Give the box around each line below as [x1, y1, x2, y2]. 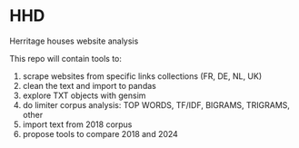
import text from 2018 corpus [22, 119, 133, 130]
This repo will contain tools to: [9, 53, 123, 64]
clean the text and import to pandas [22, 80, 156, 91]
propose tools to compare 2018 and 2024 [22, 128, 179, 139]
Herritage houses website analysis [9, 35, 139, 46]
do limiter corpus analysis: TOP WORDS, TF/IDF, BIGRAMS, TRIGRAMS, [22, 99, 291, 110]
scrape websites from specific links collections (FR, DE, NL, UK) [22, 70, 263, 82]
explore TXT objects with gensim [22, 90, 146, 101]
